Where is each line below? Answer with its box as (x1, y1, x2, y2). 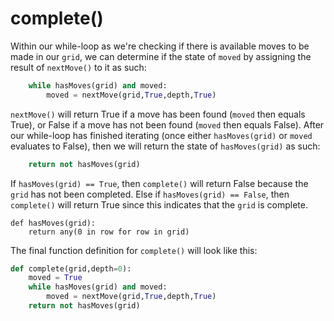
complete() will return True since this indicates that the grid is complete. (10, 198, 308, 211)
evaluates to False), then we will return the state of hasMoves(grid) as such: (10, 140, 321, 152)
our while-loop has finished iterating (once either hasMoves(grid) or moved (10, 129, 313, 141)
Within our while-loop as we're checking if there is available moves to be (10, 40, 310, 52)
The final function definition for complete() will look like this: (10, 244, 258, 256)
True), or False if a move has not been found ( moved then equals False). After (10, 118, 325, 131)
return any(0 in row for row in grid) (28, 227, 190, 237)
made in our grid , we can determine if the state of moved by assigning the (10, 50, 312, 62)
